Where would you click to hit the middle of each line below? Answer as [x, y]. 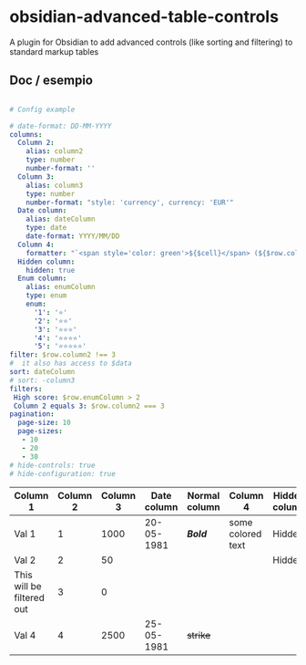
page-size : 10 [44, 423]
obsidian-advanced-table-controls [144, 17]
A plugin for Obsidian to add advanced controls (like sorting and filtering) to [151, 42]
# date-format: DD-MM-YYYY [61, 126]
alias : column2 [55, 151]
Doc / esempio [51, 81]
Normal [204, 496]
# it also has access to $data [71, 364]
